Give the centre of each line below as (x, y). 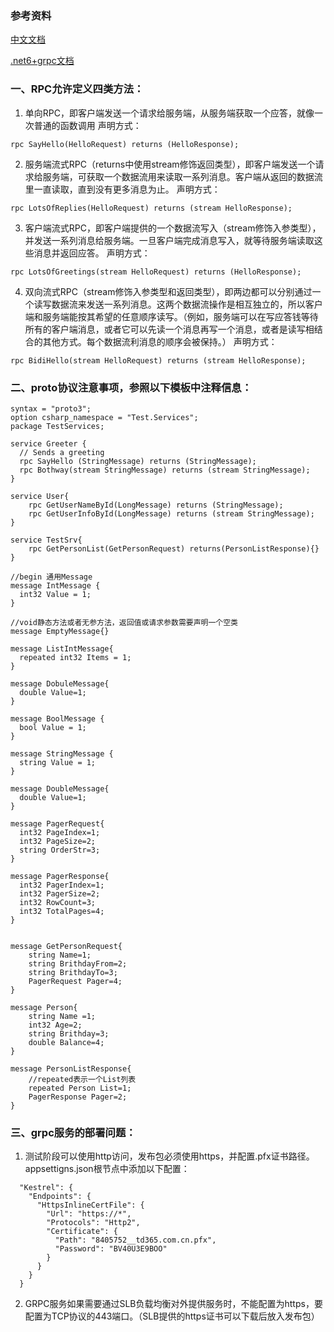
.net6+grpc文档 (42, 61)
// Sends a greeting (62, 452)
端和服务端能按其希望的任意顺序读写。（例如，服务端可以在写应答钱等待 (171, 316)
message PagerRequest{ (57, 823)
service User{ (40, 496)
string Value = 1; (58, 762)
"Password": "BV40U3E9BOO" (111, 1249)
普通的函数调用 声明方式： (87, 125)
